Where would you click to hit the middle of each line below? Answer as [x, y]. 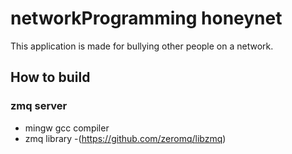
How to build [50, 77]
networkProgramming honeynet [146, 18]
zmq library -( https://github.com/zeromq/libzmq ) [125, 138]
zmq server [39, 106]
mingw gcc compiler [67, 128]
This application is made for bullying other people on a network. [142, 46]
